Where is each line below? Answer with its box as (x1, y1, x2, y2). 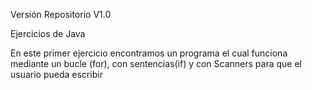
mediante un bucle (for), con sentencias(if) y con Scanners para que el (10, 58, 303, 69)
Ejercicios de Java (10, 28, 86, 39)
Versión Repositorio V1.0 (10, 9, 112, 20)
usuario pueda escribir (10, 69, 103, 80)
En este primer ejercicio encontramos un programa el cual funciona (10, 47, 288, 59)
